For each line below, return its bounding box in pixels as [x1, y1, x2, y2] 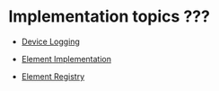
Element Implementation [21, 53, 111, 64]
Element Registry [21, 70, 85, 82]
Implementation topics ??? [8, 6, 210, 27]
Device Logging [21, 36, 80, 47]
